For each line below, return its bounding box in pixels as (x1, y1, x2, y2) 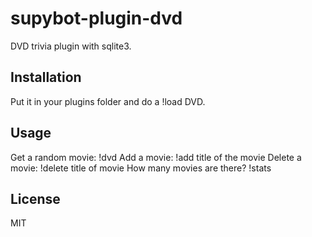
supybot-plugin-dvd (10, 7, 183, 30)
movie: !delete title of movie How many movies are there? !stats (10, 162, 272, 174)
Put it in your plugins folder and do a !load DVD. (10, 95, 206, 107)
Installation (10, 69, 82, 86)
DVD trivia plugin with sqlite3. (10, 40, 132, 52)
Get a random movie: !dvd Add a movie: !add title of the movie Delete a (10, 151, 302, 163)
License (10, 190, 61, 207)
